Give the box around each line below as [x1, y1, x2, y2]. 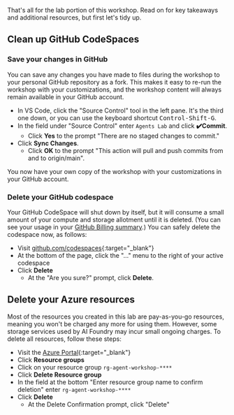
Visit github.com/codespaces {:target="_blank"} [17, 244, 155, 252]
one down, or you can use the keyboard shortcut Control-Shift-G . [17, 113, 217, 122]
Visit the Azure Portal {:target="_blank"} [17, 348, 131, 356]
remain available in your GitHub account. [7, 92, 124, 101]
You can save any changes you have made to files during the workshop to [7, 70, 220, 79]
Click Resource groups [17, 356, 85, 364]
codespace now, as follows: [7, 230, 87, 238]
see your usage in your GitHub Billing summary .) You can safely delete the [7, 223, 221, 231]
